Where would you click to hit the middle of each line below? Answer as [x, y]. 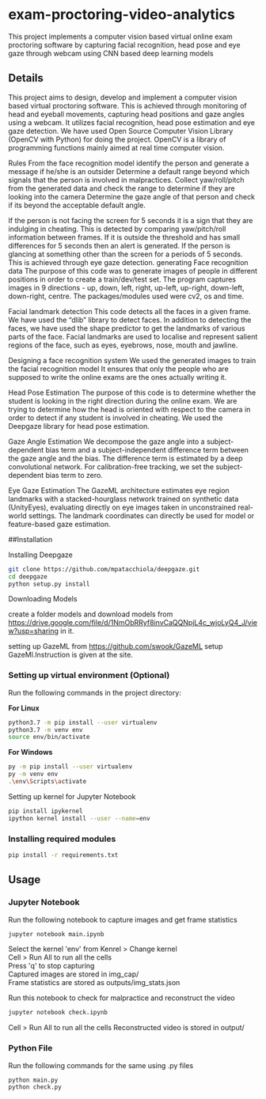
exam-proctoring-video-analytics [122, 15]
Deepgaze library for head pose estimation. [79, 426]
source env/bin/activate [49, 737]
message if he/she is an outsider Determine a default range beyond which [129, 171]
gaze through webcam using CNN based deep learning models [111, 53]
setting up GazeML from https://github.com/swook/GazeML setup [116, 646]
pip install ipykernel [46, 811]
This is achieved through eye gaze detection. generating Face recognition [128, 262]
